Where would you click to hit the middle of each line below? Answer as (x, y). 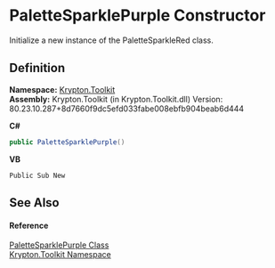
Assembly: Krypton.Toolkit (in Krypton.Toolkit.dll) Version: (116, 99)
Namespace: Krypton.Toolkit (62, 89)
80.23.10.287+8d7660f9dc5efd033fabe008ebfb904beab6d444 (127, 109)
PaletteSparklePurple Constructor (137, 16)
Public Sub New (37, 175)
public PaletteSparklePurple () (67, 142)
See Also (34, 203)
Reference (29, 225)
